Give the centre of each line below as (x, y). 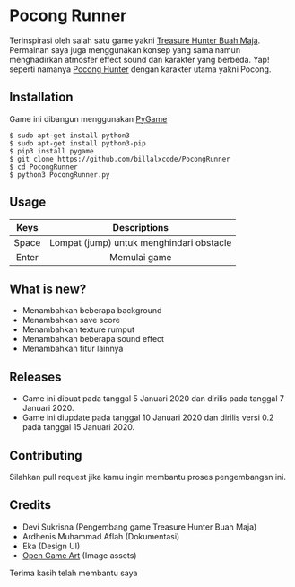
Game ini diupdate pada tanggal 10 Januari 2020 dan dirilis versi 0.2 (148, 417)
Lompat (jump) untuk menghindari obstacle (140, 242)
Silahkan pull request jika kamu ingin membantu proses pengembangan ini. (148, 477)
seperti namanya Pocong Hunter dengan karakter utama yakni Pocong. (140, 69)
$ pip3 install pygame (52, 151)
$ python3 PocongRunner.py (60, 175)
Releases (35, 377)
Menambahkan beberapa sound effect (93, 339)
